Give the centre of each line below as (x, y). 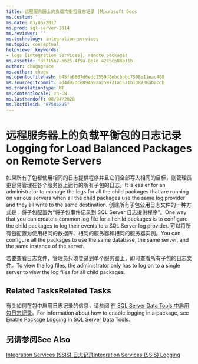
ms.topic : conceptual (33, 45)
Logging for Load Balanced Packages (99, 148)
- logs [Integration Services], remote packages (67, 55)
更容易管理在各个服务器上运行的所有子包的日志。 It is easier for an (86, 185)
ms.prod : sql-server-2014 (38, 28)
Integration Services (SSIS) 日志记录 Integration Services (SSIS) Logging (93, 355)
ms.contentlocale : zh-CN (37, 93)
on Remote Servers (54, 161)
